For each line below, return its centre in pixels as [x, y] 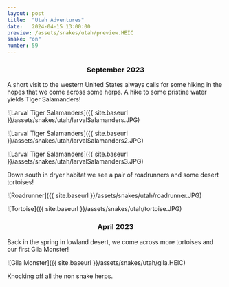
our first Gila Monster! [38, 249]
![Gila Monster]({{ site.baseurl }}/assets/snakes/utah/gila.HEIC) [96, 262]
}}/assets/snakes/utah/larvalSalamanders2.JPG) [75, 141]
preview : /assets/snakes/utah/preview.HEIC [70, 33]
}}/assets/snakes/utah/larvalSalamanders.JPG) [74, 120]
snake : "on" [24, 39]
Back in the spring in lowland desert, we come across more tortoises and [110, 241]
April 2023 [116, 227]
